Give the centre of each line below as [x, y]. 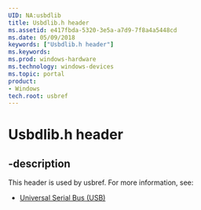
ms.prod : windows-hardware [52, 60]
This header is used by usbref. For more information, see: [101, 182]
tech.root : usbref [38, 96]
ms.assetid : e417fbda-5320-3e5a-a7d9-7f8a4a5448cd [93, 30]
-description [39, 163]
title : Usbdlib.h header [49, 23]
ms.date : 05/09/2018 [42, 37]
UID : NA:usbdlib [35, 15]
